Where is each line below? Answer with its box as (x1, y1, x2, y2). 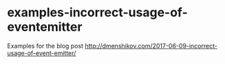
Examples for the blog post (7, 42, 84, 50)
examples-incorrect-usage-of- (7, 5, 188, 20)
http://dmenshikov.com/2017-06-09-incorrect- (85, 42, 218, 50)
